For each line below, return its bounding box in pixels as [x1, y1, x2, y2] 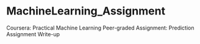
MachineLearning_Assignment [6, 4, 166, 18]
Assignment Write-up [6, 30, 60, 37]
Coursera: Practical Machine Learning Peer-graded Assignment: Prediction [6, 24, 195, 31]
